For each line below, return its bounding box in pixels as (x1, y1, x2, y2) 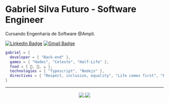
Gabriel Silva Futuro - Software (5, 3, 137, 15)
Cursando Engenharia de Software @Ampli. (5, 30, 96, 36)
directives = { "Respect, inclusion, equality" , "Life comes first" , (10, 73, 158, 78)
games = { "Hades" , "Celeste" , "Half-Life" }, (10, 59, 109, 64)
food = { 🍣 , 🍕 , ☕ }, (10, 64, 53, 69)
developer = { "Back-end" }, (10, 54, 71, 59)
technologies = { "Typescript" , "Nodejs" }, (10, 68, 105, 73)
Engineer (5, 14, 44, 25)
